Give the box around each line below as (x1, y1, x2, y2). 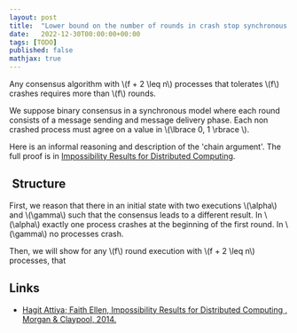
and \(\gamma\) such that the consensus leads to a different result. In (9, 210, 263, 220)
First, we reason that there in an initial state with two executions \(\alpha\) (9, 200, 277, 210)
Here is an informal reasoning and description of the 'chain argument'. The (9, 141, 282, 152)
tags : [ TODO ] (9, 37, 58, 47)
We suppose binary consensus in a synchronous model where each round (9, 106, 281, 115)
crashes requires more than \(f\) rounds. (9, 88, 157, 99)
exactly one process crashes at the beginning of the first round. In (42, 218, 284, 229)
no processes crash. (49, 228, 124, 239)
